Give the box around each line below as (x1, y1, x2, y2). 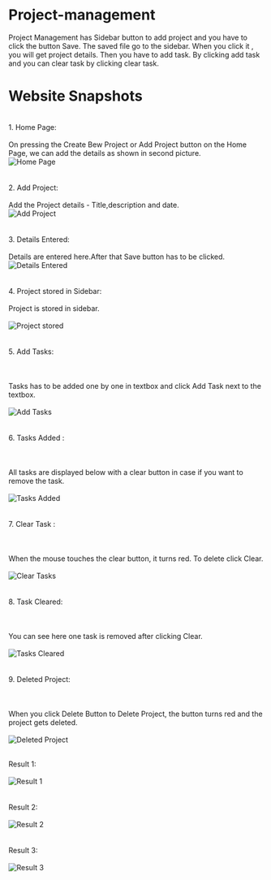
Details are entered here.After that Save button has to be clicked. (8, 252, 226, 261)
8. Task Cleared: (8, 597, 63, 606)
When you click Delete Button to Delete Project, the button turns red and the (8, 709, 263, 718)
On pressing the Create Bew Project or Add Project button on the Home (8, 140, 247, 149)
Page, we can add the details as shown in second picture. (8, 148, 201, 157)
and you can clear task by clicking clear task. (8, 58, 160, 68)
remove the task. (8, 476, 65, 485)
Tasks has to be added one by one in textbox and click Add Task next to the (8, 381, 262, 390)
